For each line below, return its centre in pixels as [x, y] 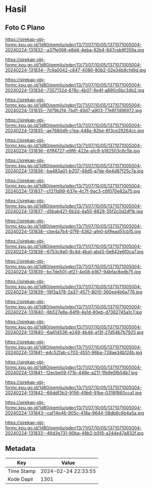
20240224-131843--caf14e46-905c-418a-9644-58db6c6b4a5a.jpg [75, 413]
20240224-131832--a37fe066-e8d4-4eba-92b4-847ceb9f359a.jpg [75, 50]
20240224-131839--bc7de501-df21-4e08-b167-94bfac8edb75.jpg [73, 272]
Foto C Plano [25, 28]
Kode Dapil [20, 479]
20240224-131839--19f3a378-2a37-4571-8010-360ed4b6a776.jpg [74, 292]
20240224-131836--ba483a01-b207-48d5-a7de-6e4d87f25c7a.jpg [74, 171]
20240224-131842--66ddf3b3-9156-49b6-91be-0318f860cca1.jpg [74, 393]
